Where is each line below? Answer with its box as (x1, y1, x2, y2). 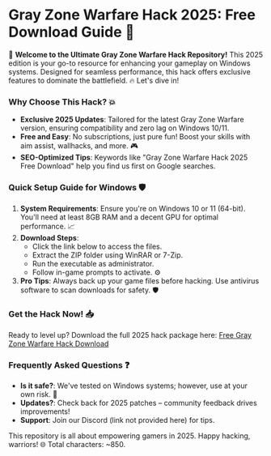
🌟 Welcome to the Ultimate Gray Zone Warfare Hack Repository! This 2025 (8, 49, 264, 59)
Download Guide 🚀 (8, 23, 135, 41)
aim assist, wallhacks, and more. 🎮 (19, 141, 139, 151)
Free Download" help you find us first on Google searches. (19, 161, 216, 171)
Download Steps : (19, 232, 79, 242)
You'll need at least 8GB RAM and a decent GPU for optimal (19, 212, 218, 222)
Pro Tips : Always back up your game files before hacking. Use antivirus (19, 275, 260, 285)
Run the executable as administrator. (32, 258, 155, 268)
